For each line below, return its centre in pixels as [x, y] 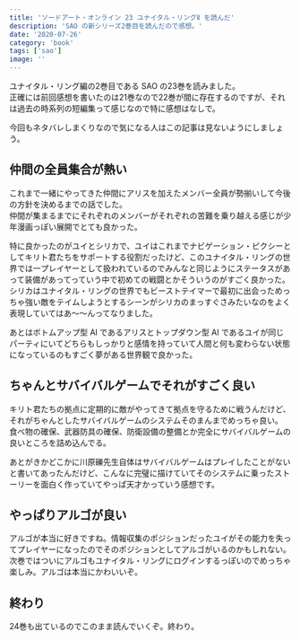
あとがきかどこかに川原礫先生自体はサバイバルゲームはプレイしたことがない [150, 461]
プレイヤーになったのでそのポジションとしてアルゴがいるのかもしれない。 [154, 549]
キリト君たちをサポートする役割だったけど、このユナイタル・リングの [154, 257]
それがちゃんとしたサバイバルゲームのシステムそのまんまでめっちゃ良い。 [146, 420]
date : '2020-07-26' [46, 34]
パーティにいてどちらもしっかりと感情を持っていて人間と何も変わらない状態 [150, 343]
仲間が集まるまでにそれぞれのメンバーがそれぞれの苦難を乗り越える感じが [146, 215]
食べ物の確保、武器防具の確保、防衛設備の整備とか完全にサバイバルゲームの [150, 431]
